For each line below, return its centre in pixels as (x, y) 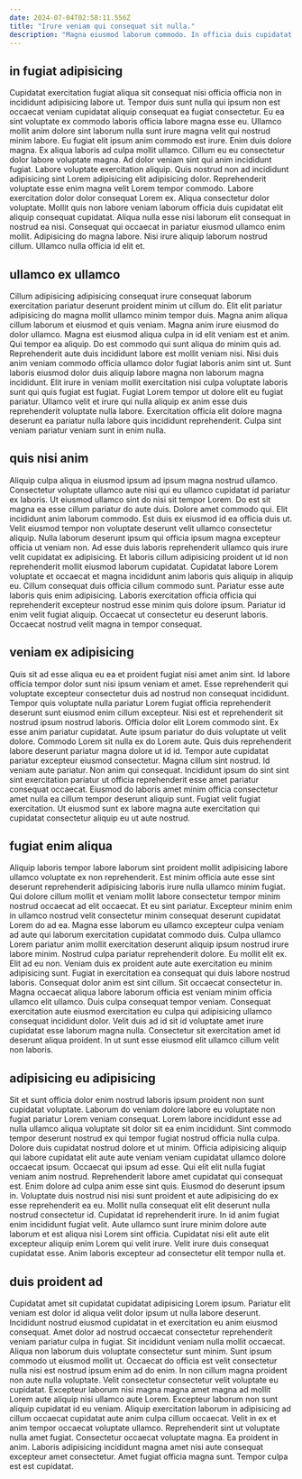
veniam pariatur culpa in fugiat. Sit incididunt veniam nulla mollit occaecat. (147, 1342)
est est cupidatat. (41, 1466)
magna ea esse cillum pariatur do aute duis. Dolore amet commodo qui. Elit (149, 509)
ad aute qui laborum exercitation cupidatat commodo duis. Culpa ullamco (145, 935)
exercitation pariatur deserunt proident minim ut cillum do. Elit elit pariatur (146, 306)
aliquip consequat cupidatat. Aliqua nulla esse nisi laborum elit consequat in (150, 217)
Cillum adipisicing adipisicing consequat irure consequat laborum (131, 296)
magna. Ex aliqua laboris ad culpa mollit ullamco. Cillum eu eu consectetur (147, 151)
